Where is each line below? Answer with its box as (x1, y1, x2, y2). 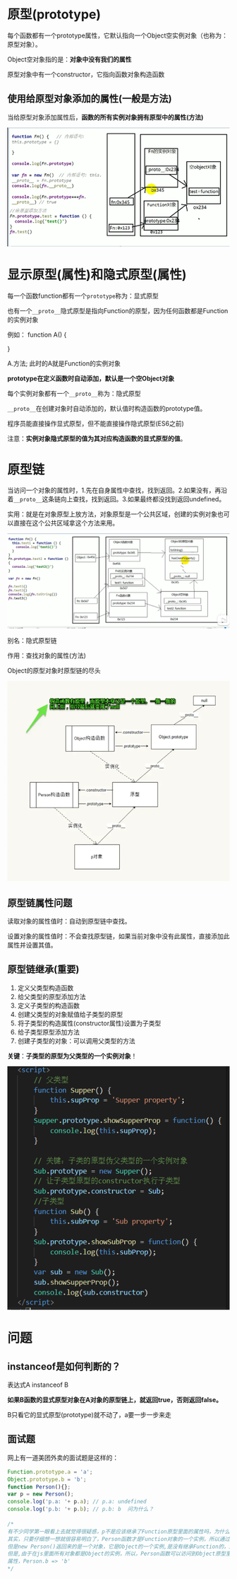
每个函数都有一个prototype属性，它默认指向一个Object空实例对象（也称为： (7, 31, 228, 40)
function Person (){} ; (7, 1483, 71, 1491)
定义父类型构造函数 (17, 984, 74, 992)
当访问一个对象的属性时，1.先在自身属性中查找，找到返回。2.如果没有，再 (7, 486, 221, 495)
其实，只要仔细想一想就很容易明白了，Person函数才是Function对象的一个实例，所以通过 (7, 1535, 231, 1542)
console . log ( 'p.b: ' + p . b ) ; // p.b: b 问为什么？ (7, 1505, 154, 1513)
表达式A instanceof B (7, 1380, 69, 1389)
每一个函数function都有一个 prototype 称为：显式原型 (7, 291, 159, 300)
